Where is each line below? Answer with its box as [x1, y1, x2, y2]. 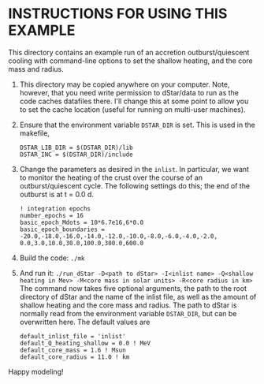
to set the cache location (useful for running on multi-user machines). [19, 104, 246, 114]
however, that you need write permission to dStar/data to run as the [19, 88, 239, 97]
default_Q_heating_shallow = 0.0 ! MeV [19, 339, 151, 347]
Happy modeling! [8, 367, 64, 376]
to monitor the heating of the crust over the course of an [19, 173, 203, 182]
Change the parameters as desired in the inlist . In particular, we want [19, 164, 250, 173]
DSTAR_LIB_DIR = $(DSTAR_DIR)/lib [19, 144, 133, 151]
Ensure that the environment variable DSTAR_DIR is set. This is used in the [19, 120, 256, 129]
